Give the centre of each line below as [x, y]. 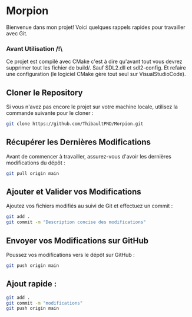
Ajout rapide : [32, 284]
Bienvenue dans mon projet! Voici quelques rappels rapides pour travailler [96, 27]
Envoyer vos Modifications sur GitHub [77, 241]
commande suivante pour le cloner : [50, 113]
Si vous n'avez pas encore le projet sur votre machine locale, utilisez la [92, 107]
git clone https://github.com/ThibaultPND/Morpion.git [75, 124]
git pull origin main [33, 173]
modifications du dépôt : [36, 163]
